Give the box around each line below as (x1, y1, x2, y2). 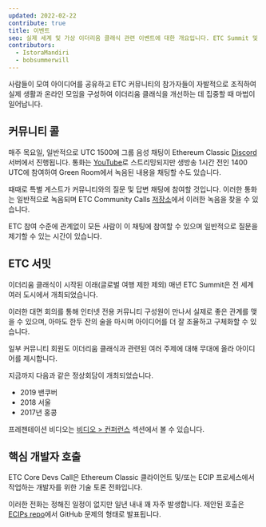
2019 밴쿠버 (19, 387, 58, 397)
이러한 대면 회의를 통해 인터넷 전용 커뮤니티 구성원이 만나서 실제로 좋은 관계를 (8, 307, 249, 316)
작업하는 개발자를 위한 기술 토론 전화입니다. (8, 482, 143, 492)
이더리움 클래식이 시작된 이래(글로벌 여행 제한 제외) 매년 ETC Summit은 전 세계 (8, 279, 254, 289)
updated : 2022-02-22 (8, 11, 77, 20)
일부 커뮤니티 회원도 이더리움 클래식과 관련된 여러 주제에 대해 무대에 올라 (8, 343, 234, 353)
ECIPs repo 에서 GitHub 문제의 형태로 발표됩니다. (8, 509, 161, 519)
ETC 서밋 (8, 257, 52, 271)
